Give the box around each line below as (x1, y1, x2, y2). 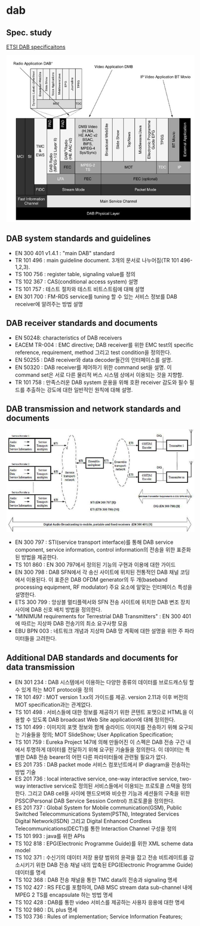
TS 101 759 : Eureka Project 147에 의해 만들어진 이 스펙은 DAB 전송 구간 (14, 739, 185, 746)
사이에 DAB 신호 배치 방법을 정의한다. (14, 606, 103, 613)
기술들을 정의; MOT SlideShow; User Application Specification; (21, 731, 174, 739)
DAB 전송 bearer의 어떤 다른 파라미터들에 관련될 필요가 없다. (26, 753, 168, 761)
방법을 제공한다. (21, 553, 59, 561)
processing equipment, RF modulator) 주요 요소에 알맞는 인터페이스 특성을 (14, 583, 193, 591)
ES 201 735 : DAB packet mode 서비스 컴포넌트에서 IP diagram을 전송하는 (14, 761, 191, 768)
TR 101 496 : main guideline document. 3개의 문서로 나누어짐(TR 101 (14, 256, 179, 264)
